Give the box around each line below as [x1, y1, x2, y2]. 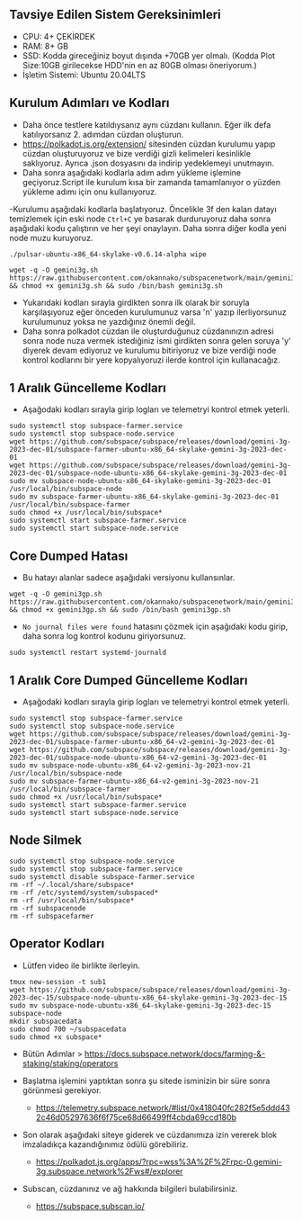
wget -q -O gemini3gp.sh [9, 589, 102, 599]
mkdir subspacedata [9, 1017, 83, 1026]
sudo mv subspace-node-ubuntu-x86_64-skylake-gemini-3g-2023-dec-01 [9, 477, 271, 486]
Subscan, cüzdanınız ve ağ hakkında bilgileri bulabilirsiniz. [22, 1183, 238, 1194]
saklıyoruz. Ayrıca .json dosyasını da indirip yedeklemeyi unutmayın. [22, 157, 275, 168]
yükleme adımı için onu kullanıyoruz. [22, 186, 157, 197]
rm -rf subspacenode [9, 903, 87, 912]
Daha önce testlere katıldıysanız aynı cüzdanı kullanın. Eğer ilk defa [22, 119, 271, 130]
